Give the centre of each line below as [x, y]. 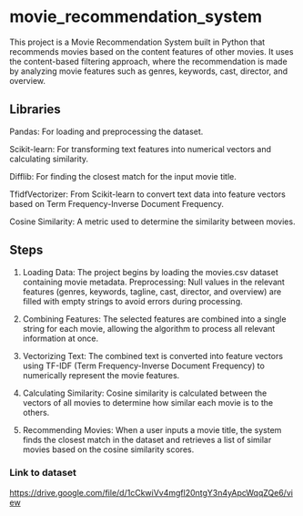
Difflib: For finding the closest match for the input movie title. [123, 176]
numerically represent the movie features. [101, 375]
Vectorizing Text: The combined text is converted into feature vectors [153, 356]
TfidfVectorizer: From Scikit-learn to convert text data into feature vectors [148, 194]
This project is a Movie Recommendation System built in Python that [137, 42]
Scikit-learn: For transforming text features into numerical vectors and [140, 149]
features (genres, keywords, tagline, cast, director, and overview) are [152, 291]
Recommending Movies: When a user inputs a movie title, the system [152, 429]
